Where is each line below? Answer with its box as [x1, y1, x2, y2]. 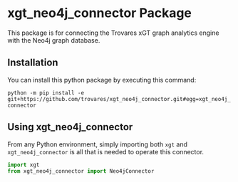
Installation [7, 57, 58, 69]
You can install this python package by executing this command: [7, 75, 197, 84]
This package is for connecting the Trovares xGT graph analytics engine [7, 28, 219, 37]
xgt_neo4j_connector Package [7, 5, 192, 21]
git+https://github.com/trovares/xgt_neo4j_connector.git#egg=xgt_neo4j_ [7, 95, 232, 102]
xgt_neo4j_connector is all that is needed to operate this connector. [7, 147, 205, 156]
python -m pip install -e [7, 89, 84, 97]
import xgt [7, 161, 40, 168]
